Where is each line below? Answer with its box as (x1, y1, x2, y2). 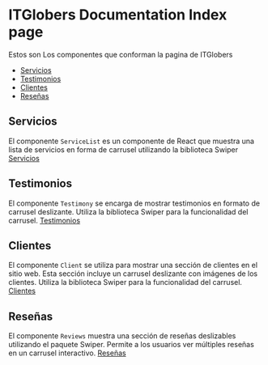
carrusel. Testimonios (8, 215, 81, 225)
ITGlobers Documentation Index (8, 6, 228, 24)
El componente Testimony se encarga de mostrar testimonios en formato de (8, 198, 261, 208)
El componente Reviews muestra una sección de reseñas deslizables (8, 331, 236, 341)
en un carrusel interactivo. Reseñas (8, 348, 127, 358)
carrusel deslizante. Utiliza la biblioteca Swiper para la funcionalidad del (8, 206, 249, 216)
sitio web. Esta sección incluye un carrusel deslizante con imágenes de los (8, 269, 257, 278)
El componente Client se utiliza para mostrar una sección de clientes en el (8, 261, 257, 270)
